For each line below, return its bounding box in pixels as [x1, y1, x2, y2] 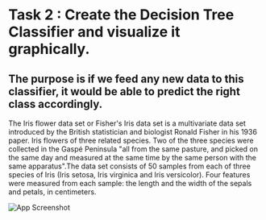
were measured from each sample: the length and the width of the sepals [8, 179, 252, 188]
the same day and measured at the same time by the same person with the [8, 153, 256, 162]
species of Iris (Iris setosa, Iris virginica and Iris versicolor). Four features [8, 170, 251, 179]
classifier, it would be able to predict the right [8, 85, 240, 98]
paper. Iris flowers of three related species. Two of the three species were [8, 135, 254, 145]
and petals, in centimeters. [8, 187, 97, 197]
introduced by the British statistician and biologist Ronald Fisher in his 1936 [8, 127, 258, 136]
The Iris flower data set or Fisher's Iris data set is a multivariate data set [8, 118, 246, 128]
